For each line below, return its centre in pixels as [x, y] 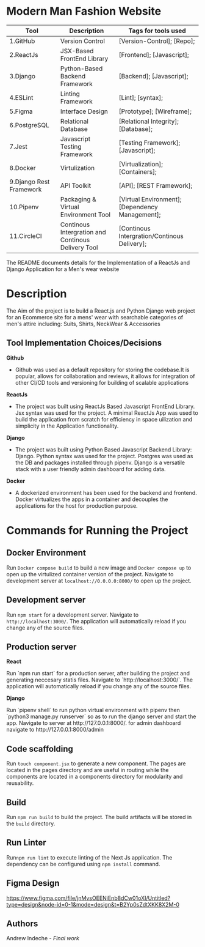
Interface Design [84, 111]
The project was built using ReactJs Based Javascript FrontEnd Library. [105, 406]
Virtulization [77, 168]
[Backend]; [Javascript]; [153, 76]
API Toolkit [76, 185]
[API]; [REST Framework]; [156, 185]
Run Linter [27, 843]
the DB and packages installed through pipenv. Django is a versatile [100, 462]
